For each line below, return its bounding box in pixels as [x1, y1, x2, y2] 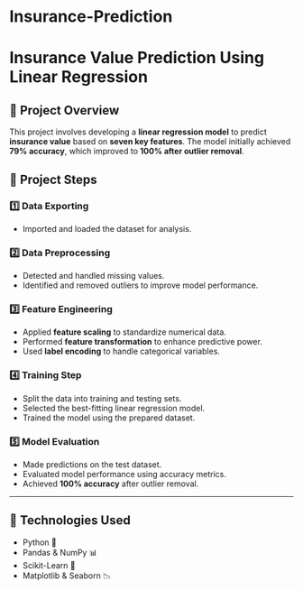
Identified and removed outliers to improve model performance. [22, 280, 259, 290]
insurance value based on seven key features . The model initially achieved [9, 136, 291, 147]
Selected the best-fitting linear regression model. [22, 402, 206, 413]
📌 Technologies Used [9, 512, 131, 529]
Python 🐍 [22, 537, 57, 548]
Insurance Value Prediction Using [9, 48, 264, 69]
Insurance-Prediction [9, 6, 173, 27]
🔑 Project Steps [9, 171, 97, 187]
